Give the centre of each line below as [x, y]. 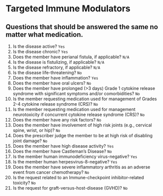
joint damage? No [30, 141]
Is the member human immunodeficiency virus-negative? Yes [75, 157]
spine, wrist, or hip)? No [36, 130]
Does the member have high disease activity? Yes [63, 146]
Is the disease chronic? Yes [40, 52]
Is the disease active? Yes [39, 46]
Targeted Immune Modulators [68, 9]
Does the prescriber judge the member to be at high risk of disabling [83, 136]
